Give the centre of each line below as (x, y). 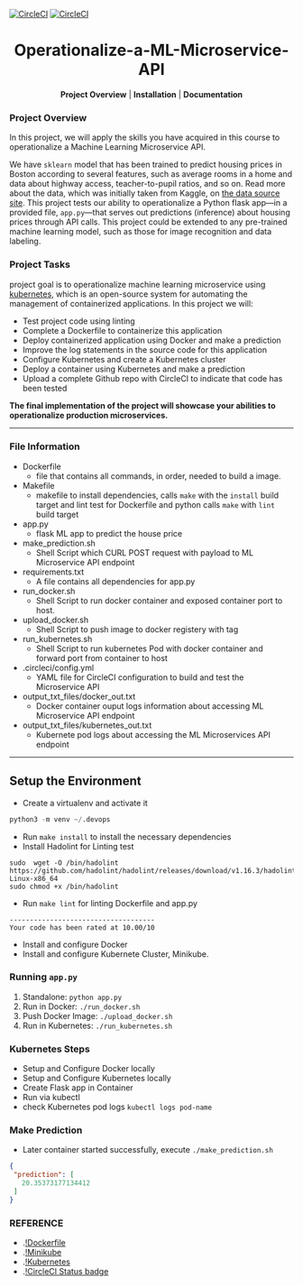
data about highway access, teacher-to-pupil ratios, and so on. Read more (147, 184)
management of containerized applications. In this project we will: (132, 303)
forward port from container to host (102, 657)
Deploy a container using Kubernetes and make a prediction (134, 369)
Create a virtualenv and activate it (85, 803)
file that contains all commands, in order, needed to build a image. (158, 476)
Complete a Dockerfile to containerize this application (122, 330)
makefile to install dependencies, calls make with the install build (157, 495)
